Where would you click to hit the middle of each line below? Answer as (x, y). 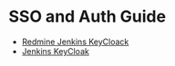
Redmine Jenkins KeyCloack (75, 42)
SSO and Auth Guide (87, 17)
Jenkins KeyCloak (56, 51)
